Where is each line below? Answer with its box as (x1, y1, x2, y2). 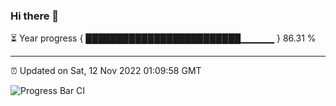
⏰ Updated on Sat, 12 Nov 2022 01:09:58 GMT (10, 65, 202, 77)
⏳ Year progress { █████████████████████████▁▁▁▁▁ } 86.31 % (10, 32, 317, 44)
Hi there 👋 (10, 9, 60, 23)
